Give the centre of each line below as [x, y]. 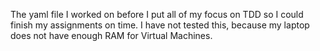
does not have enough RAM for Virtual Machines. [111, 35]
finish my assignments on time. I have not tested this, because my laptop [160, 25]
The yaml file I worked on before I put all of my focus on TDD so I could [157, 14]
